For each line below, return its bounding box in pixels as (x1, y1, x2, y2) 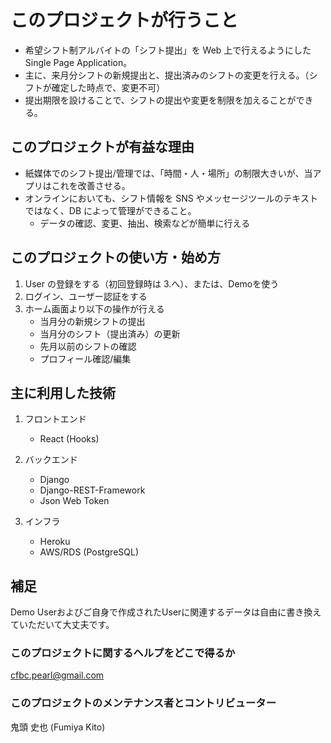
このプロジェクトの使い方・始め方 (10, 249, 221, 266)
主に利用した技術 (10, 384, 116, 401)
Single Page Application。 (24, 56, 133, 68)
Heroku (39, 536, 71, 548)
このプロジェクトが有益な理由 (10, 139, 195, 156)
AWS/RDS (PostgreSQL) (39, 546, 140, 558)
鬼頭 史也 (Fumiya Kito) (10, 721, 106, 733)
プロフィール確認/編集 (39, 352, 132, 365)
